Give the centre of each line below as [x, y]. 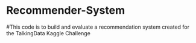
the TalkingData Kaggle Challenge [48, 33]
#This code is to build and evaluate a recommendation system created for [98, 27]
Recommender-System [66, 10]
